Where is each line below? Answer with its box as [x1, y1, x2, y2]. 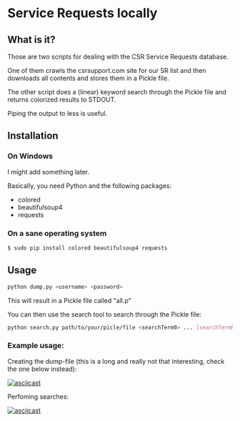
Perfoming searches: [7, 392, 69, 401]
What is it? [7, 34, 56, 46]
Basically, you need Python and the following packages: [7, 181, 172, 190]
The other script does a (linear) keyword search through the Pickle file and [7, 88, 226, 96]
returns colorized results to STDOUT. [7, 95, 116, 104]
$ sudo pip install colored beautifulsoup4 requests [7, 244, 168, 252]
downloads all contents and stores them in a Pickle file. [7, 74, 169, 82]
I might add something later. [7, 167, 90, 176]
